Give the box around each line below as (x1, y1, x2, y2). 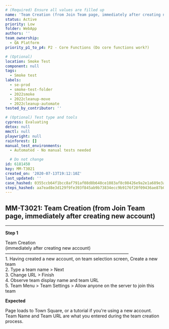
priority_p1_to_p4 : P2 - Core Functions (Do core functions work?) (5, 45, 150, 50)
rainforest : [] (5, 138, 37, 144)
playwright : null (5, 133, 42, 139)
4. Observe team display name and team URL (5, 277, 99, 284)
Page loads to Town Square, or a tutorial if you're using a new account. (5, 308, 152, 314)
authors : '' (5, 31, 30, 36)
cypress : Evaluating (5, 120, 49, 125)
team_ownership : (5, 36, 39, 41)
